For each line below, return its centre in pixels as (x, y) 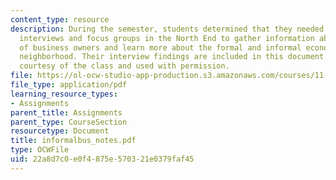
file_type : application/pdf (69, 85)
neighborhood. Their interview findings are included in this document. (174, 57)
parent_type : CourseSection (69, 122)
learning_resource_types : (64, 94)
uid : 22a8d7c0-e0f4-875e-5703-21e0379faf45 (102, 159)
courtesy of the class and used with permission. (124, 66)
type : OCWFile (40, 150)
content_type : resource (60, 19)
